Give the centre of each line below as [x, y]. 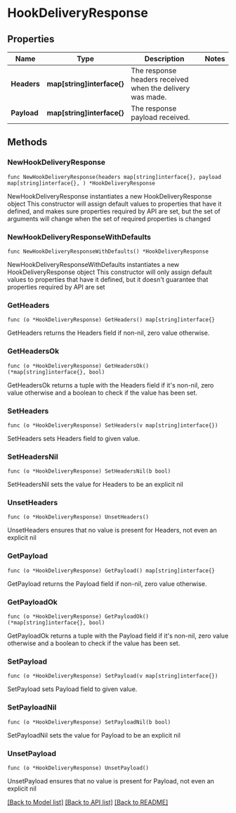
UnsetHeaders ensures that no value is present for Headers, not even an [112, 530]
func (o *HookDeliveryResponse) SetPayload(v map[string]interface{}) [113, 676]
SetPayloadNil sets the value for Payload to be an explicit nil [94, 735]
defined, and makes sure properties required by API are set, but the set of [114, 211]
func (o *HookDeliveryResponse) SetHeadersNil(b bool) [89, 471]
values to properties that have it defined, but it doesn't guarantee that [108, 279]
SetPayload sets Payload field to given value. [72, 689]
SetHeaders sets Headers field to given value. [74, 438]
